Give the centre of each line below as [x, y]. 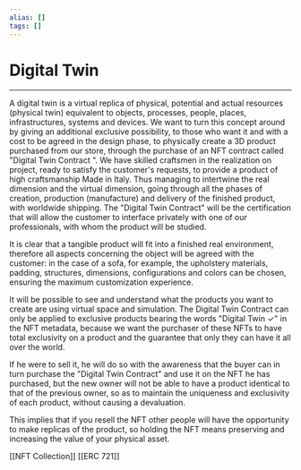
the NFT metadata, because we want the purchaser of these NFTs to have [146, 329]
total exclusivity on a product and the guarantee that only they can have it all [150, 338]
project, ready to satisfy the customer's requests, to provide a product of [144, 170]
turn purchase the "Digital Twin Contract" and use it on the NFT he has [140, 374]
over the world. [37, 347]
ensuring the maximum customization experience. [102, 282]
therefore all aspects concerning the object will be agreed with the [132, 254]
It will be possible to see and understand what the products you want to [142, 300]
